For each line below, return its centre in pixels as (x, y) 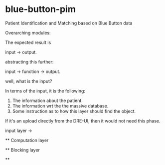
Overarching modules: (28, 32)
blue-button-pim (40, 9)
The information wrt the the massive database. (60, 105)
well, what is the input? (29, 81)
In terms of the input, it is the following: (45, 90)
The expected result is (28, 42)
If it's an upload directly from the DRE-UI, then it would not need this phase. (83, 120)
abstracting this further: (29, 61)
